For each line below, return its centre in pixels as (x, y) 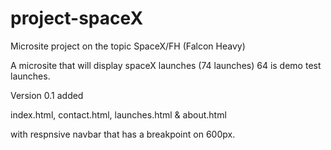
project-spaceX (77, 18)
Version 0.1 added (47, 95)
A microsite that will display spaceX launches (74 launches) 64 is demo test (166, 65)
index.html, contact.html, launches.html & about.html (118, 114)
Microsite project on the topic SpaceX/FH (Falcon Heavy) (128, 46)
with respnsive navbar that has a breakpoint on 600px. (123, 134)
